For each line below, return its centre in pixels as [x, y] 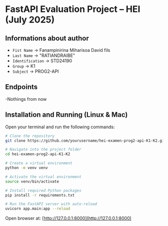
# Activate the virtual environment [43, 177]
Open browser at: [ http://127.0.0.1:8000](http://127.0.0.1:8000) [68, 219]
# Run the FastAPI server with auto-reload [51, 204]
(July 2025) [30, 20]
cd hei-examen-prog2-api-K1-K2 [38, 154]
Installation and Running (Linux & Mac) [66, 115]
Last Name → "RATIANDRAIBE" [44, 55]
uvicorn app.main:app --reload [38, 209]
